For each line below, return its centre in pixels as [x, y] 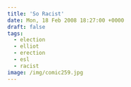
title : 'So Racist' [36, 14]
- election [30, 40]
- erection [30, 53]
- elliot [26, 46]
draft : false [26, 27]
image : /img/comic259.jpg [45, 72]
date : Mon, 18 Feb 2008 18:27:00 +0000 [66, 20]
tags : [15, 33]
